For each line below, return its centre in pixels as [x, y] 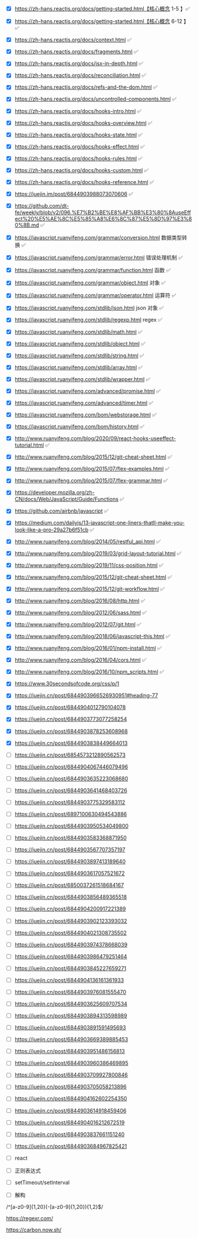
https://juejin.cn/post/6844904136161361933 [69, 980]
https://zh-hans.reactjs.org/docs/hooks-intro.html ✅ [78, 111]
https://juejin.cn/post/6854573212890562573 [70, 755]
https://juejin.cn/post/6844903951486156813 [70, 1051]
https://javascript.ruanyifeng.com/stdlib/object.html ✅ [80, 343]
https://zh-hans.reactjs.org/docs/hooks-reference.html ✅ [84, 182]
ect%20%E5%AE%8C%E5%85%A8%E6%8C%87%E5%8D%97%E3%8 [103, 219]
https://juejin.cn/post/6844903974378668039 [71, 944]
